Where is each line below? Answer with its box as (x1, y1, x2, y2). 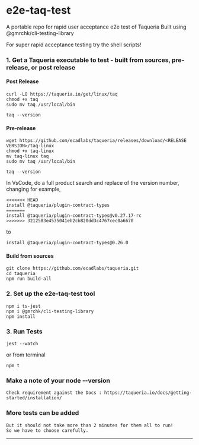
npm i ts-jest (6, 303, 41, 309)
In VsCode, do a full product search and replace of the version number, (6, 179, 179, 187)
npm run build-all (6, 276, 52, 282)
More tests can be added (6, 409, 79, 417)
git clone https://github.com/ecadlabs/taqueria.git (6, 266, 139, 272)
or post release (31, 63, 76, 71)
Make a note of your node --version (6, 376, 111, 384)
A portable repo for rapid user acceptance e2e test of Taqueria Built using (6, 23, 187, 30)
